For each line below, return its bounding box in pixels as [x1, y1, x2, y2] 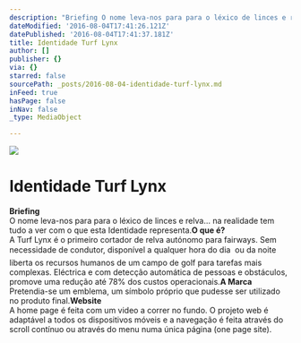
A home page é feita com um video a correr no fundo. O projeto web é [9, 305, 269, 316]
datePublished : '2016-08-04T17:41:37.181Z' [9, 30, 175, 39]
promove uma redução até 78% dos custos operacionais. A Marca [9, 277, 253, 287]
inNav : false [9, 105, 58, 114]
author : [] [9, 47, 50, 56]
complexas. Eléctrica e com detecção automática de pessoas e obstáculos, [9, 267, 288, 278]
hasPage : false [9, 96, 66, 106]
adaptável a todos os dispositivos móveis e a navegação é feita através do [9, 314, 284, 325]
